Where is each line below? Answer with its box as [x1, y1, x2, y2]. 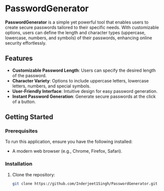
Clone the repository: [12, 171, 55, 177]
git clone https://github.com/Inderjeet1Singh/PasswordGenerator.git [12, 181, 158, 186]
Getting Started [5, 113, 54, 121]
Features [5, 55, 33, 63]
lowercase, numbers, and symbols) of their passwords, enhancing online [5, 35, 152, 41]
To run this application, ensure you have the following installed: [5, 138, 133, 145]
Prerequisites [5, 128, 38, 135]
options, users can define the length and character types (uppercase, [5, 29, 146, 35]
